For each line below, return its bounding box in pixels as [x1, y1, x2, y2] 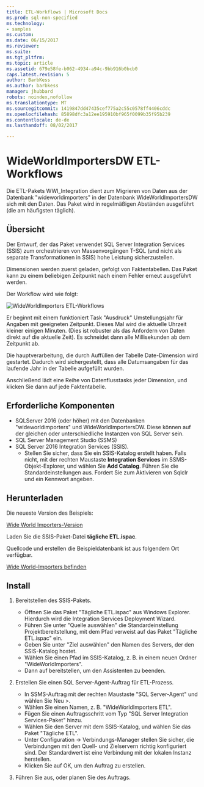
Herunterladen [6, 493, 64, 504]
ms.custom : [6, 32, 34, 38]
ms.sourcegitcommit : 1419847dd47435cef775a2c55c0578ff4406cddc [6, 105, 171, 112]
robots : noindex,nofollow [6, 94, 72, 100]
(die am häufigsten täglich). [6, 207, 76, 214]
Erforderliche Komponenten [6, 401, 115, 411]
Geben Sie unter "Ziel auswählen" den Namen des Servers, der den [24, 641, 194, 648]
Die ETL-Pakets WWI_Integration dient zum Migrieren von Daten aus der [6, 187, 188, 195]
